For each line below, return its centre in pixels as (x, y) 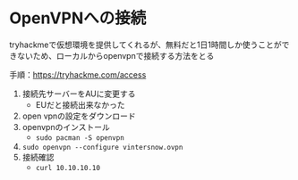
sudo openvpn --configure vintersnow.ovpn (102, 147)
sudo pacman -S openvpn (80, 138)
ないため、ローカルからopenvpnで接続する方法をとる (115, 55)
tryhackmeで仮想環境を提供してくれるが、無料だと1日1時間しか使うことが (145, 45)
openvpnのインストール (66, 127)
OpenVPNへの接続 (78, 18)
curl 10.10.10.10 (68, 168)
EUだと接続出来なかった (80, 104)
